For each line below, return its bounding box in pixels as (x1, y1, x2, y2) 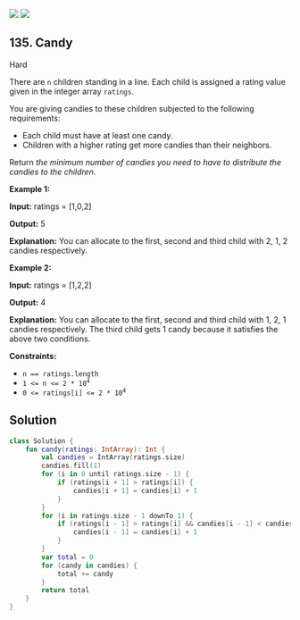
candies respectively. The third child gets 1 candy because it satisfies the (9, 323, 279, 334)
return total (41, 586, 90, 595)
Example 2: (9, 262, 52, 272)
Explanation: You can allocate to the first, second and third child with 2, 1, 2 (9, 235, 288, 246)
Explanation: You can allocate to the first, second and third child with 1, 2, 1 (9, 314, 287, 325)
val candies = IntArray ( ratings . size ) (41, 453, 186, 462)
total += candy (56, 569, 114, 578)
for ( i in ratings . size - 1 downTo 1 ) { (41, 511, 194, 520)
